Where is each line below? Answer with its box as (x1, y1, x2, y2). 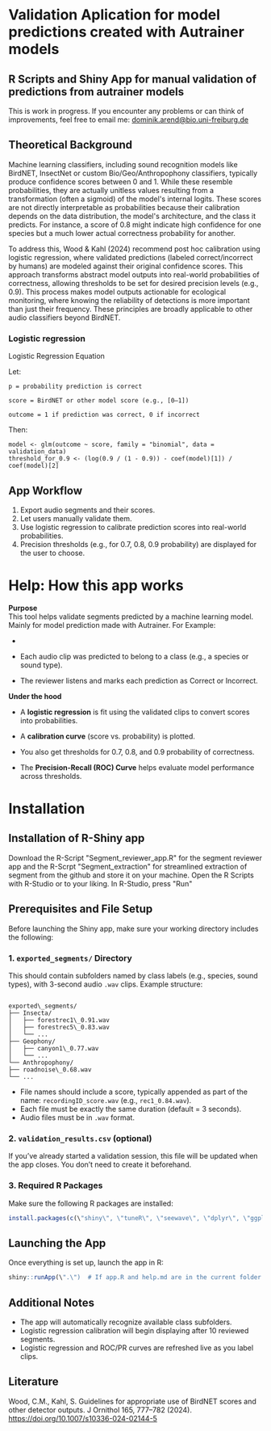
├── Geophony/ (8, 1037, 56, 1046)
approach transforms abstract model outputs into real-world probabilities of (8, 269, 260, 280)
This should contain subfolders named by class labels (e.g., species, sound (8, 970, 258, 980)
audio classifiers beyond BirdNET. (8, 313, 121, 322)
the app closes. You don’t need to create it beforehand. (8, 1160, 192, 1169)
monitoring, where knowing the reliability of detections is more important (8, 295, 250, 305)
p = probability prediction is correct (8, 382, 143, 391)
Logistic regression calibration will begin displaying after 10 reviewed (19, 1325, 249, 1335)
